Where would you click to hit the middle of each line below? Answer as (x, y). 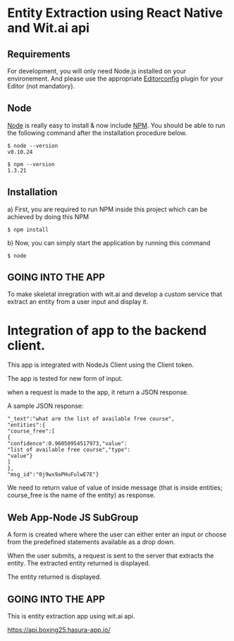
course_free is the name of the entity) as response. (81, 495)
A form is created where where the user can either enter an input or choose (117, 534)
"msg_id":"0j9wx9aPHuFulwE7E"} (53, 475)
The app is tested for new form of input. (65, 379)
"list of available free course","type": (69, 450)
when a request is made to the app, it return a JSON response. (98, 392)
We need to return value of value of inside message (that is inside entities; (115, 488)
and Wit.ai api (49, 28)
